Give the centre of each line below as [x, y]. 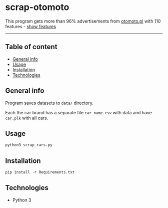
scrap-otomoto [37, 7]
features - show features [31, 26]
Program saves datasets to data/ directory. [49, 103]
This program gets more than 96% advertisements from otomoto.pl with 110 [83, 21]
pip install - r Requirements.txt [40, 172]
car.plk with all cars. [27, 118]
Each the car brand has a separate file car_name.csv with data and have [78, 112]
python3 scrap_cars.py [29, 145]
